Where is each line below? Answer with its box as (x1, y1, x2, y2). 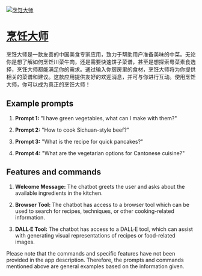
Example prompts (6, 99, 74, 109)
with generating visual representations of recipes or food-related (14, 232, 176, 239)
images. (14, 238, 35, 245)
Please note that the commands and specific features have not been (6, 250, 176, 257)
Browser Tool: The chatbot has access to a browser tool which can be (14, 201, 189, 208)
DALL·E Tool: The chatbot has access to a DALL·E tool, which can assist (14, 225, 194, 233)
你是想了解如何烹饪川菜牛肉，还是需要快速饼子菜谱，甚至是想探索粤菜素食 (6, 58, 191, 66)
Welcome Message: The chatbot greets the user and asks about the (14, 183, 185, 190)
